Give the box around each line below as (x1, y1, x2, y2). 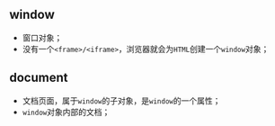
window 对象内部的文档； (22, 106, 111, 117)
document (9, 70, 68, 85)
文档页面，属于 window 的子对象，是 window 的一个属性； (22, 94, 221, 106)
